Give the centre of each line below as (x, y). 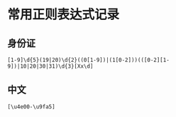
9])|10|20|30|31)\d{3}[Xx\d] (50, 66)
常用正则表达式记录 (64, 15)
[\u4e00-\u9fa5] (31, 107)
